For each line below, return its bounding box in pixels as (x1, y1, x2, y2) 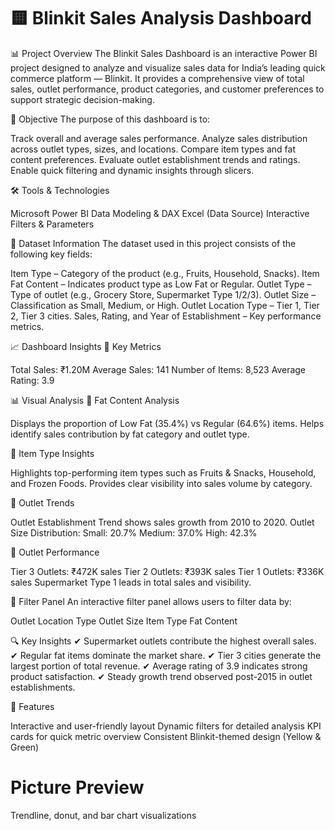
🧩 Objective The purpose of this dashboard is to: (10, 113, 211, 125)
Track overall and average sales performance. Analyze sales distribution (10, 132, 308, 144)
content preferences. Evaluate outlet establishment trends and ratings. (10, 153, 301, 165)
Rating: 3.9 (10, 374, 55, 386)
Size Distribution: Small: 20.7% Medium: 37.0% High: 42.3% (10, 526, 258, 539)
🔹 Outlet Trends (10, 496, 75, 509)
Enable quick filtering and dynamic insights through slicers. (10, 164, 255, 176)
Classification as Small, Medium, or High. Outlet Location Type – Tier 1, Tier (10, 299, 320, 311)
